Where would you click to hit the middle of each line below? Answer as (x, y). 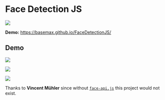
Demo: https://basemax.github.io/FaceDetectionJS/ (58, 32)
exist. (11, 93)
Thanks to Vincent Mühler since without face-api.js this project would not (82, 88)
